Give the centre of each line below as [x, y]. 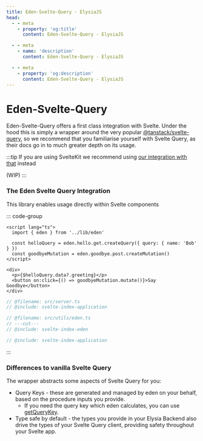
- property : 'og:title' [47, 29]
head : [13, 18]
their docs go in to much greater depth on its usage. [71, 145]
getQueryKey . [41, 412]
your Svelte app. [36, 431]
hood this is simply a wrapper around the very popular [74, 132]
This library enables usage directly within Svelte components [83, 204]
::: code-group [24, 216]
